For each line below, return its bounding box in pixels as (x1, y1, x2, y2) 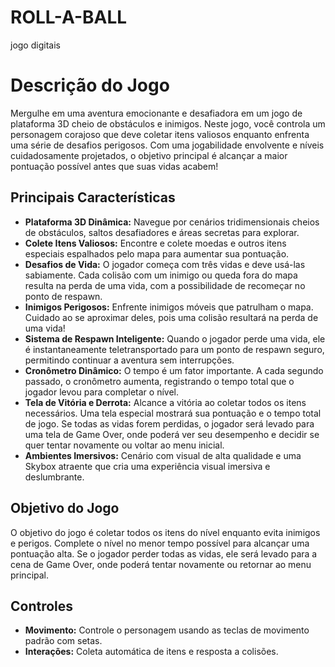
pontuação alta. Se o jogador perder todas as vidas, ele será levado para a (10, 547, 318, 560)
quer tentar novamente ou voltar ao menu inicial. (24, 439, 225, 451)
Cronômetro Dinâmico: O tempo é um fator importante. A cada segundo (24, 364, 324, 376)
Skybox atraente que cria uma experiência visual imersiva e (24, 460, 271, 472)
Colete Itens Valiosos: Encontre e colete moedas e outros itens (24, 237, 287, 249)
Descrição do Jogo (10, 74, 170, 97)
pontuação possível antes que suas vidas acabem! (10, 160, 219, 172)
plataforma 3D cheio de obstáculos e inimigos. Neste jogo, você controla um (10, 117, 326, 130)
